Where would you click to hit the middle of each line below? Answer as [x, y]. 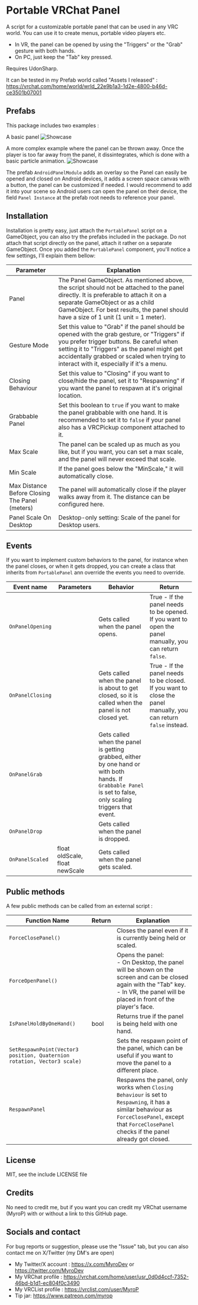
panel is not [114, 710]
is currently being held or [151, 938]
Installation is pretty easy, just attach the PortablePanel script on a [87, 230]
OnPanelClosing [30, 695]
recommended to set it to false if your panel [119, 419]
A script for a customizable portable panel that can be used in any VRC [92, 27]
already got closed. [143, 1139]
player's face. [136, 1007]
